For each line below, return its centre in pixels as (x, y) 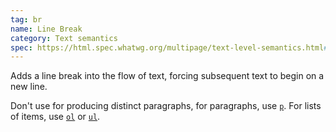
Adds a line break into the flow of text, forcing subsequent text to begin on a (167, 76)
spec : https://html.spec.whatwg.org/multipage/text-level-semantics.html (167, 47)
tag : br (26, 19)
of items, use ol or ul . (55, 117)
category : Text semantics (64, 38)
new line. (29, 87)
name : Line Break (46, 29)
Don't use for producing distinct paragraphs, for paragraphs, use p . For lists (166, 106)
